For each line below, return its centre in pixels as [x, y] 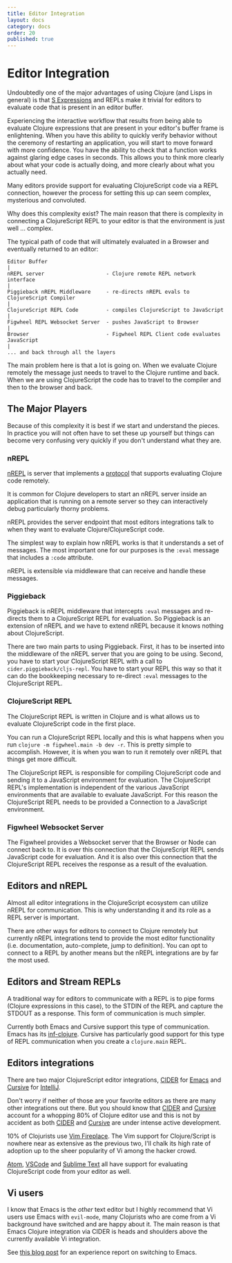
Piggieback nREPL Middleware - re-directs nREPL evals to [98, 292]
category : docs [29, 26]
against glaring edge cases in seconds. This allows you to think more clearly [116, 158]
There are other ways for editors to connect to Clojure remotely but [103, 930]
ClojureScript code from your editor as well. [69, 1171]
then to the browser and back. [50, 387]
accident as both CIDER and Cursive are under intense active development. [114, 1122]
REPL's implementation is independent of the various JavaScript [98, 787]
